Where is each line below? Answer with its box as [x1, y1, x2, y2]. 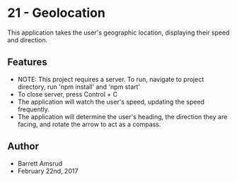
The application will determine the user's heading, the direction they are [17, 112, 228, 121]
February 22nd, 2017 [17, 166, 79, 175]
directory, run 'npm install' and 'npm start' [17, 83, 141, 91]
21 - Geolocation [7, 5, 106, 21]
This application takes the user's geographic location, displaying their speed [7, 28, 230, 37]
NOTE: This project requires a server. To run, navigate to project [17, 75, 204, 83]
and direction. [7, 35, 48, 44]
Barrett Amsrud [17, 159, 63, 167]
